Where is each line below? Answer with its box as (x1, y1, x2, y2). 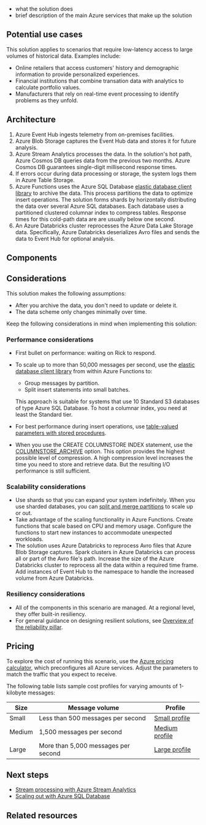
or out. (15, 509, 32, 517)
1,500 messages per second (39, 728, 123, 736)
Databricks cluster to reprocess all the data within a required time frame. (15, 561, 199, 569)
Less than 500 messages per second (39, 713, 146, 722)
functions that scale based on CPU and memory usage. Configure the (15, 522, 192, 530)
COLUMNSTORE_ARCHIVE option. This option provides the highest (15, 447, 185, 455)
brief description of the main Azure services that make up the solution (15, 12, 192, 19)
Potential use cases (6, 29, 83, 40)
